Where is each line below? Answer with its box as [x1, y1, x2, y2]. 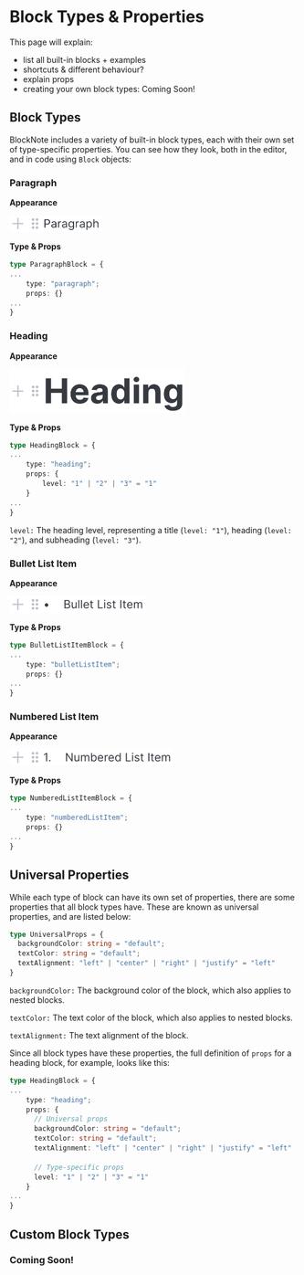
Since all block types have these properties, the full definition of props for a [9, 1048, 292, 1059]
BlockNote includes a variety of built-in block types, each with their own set [9, 134, 295, 145]
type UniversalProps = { [9, 930, 104, 939]
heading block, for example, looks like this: [9, 1057, 171, 1068]
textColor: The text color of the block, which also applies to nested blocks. [9, 1012, 294, 1023]
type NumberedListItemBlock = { [9, 794, 132, 803]
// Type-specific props [33, 1163, 125, 1172]
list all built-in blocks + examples [22, 54, 146, 65]
